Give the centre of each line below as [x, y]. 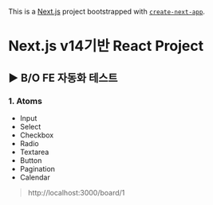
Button [31, 160]
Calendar [35, 177]
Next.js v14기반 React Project [106, 46]
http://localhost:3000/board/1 [76, 192]
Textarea [34, 152]
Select [30, 126]
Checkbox [37, 135]
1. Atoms [25, 101]
